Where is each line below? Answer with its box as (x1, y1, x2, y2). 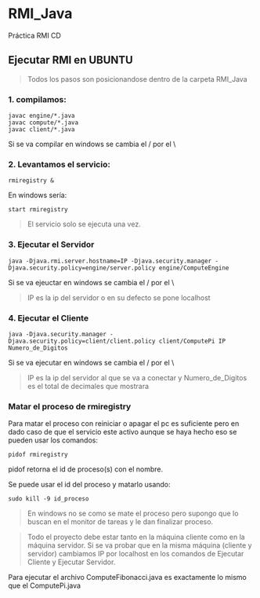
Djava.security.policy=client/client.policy (8, 337, 156, 345)
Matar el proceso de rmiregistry (8, 401, 132, 412)
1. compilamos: (8, 94, 67, 105)
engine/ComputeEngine (158, 264, 229, 272)
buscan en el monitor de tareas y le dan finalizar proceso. (27, 517, 214, 526)
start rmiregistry (8, 206, 68, 214)
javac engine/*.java (8, 112, 76, 120)
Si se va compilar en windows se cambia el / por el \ (8, 139, 176, 149)
